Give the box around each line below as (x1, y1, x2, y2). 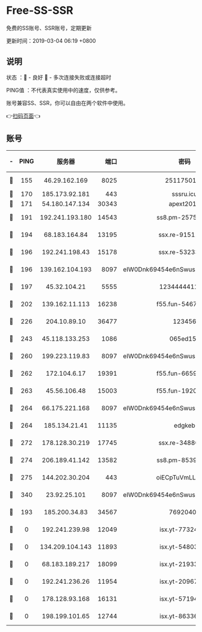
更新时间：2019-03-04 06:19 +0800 (6, 37, 96, 44)
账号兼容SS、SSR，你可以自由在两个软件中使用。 (6, 99, 129, 106)
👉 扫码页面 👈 (6, 112, 41, 119)
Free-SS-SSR (6, 4, 73, 17)
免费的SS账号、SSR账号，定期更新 (6, 24, 92, 31)
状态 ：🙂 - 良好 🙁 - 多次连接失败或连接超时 (6, 74, 111, 81)
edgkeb (174, 421, 195, 429)
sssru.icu (171, 189, 198, 198)
